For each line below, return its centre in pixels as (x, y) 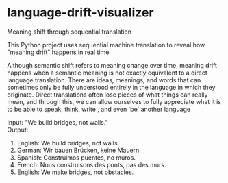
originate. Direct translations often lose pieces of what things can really (107, 95)
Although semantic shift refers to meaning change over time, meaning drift (112, 65)
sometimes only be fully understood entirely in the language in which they (111, 87)
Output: (18, 130)
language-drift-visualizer (80, 13)
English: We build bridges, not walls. (68, 143)
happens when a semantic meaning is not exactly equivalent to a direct (107, 73)
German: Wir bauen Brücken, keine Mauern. (79, 150)
